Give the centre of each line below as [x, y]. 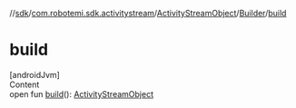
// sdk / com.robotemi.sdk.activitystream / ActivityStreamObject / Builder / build [148, 13]
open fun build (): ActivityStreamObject [82, 93]
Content [25, 84]
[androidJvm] [35, 74]
